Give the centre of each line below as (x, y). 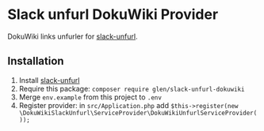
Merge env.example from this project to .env (90, 97)
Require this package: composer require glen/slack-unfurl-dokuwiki (132, 88)
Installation (36, 61)
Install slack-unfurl (49, 80)
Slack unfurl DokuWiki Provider (113, 15)
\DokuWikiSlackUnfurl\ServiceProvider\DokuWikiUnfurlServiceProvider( (138, 113)
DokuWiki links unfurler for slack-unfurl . (73, 36)
